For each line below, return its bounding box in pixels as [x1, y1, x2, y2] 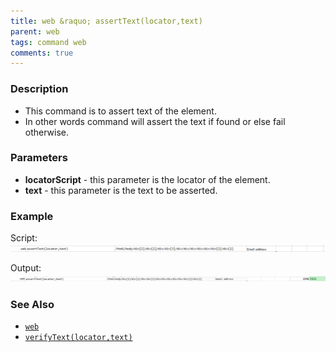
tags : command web [10, 37, 87, 47]
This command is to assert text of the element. [24, 105, 217, 117]
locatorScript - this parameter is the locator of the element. [24, 173, 271, 185]
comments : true [10, 48, 74, 58]
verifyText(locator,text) [24, 333, 133, 343]
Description [10, 82, 69, 96]
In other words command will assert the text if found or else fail [24, 115, 286, 127]
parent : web [10, 26, 60, 37]
